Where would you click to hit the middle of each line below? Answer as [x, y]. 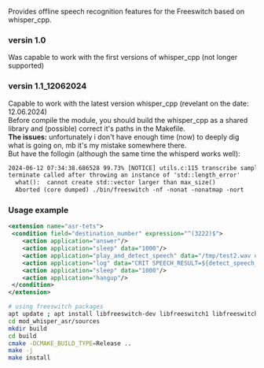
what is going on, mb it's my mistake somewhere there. [97, 145]
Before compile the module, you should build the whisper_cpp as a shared [128, 120]
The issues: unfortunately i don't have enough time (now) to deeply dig [124, 136]
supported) [26, 65]
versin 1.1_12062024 [48, 86]
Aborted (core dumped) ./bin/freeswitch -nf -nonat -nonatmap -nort [130, 190]
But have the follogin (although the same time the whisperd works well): [125, 154]
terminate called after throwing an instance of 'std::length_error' [125, 175]
